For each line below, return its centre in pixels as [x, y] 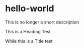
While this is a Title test [29, 41]
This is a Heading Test [28, 31]
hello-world [30, 9]
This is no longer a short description [42, 22]
